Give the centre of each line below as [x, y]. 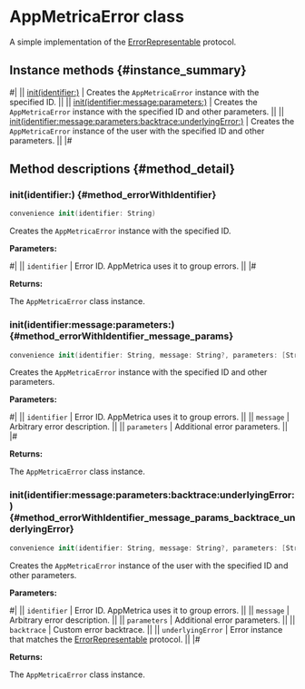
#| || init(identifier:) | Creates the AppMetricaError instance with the [134, 92]
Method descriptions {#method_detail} [123, 169]
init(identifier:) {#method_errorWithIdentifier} [113, 195]
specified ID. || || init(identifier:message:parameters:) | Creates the [133, 102]
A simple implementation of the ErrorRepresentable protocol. [123, 42]
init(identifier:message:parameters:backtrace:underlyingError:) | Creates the [152, 121]
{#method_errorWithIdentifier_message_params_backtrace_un [152, 517]
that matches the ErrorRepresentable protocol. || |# [105, 639]
